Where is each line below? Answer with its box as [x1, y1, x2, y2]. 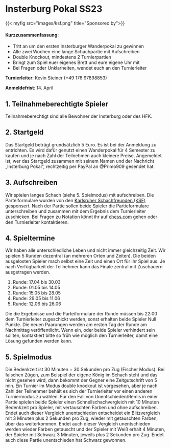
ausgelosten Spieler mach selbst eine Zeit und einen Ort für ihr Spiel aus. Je [5, 258, 165, 264]
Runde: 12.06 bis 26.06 [12, 301, 61, 307]
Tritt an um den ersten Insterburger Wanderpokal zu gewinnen [12, 43, 144, 49]
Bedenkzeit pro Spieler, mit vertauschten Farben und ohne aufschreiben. [5, 404, 158, 411]
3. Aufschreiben [5, 178, 58, 187]
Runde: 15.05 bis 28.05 [12, 290, 61, 296]
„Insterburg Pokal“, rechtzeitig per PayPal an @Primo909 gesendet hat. [5, 163, 155, 169]
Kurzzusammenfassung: [5, 32, 59, 38]
